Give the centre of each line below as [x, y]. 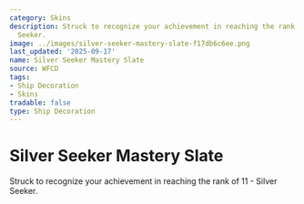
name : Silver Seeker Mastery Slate [77, 60]
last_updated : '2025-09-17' [63, 52]
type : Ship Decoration [52, 111]
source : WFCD [34, 69]
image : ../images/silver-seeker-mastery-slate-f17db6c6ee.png [130, 43]
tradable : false [40, 102]
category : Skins [40, 18]
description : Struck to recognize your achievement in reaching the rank [152, 26]
